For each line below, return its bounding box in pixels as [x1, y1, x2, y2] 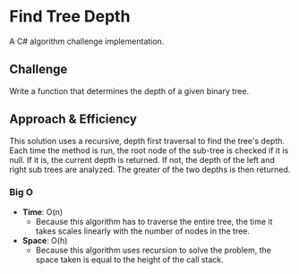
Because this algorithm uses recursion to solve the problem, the [35, 244, 271, 255]
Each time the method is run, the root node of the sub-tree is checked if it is [9, 145, 289, 156]
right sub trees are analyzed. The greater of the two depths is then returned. [9, 164, 291, 175]
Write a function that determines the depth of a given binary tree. [9, 85, 249, 96]
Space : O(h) [21, 235, 68, 245]
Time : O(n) [21, 206, 64, 217]
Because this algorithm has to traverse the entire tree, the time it [35, 216, 273, 227]
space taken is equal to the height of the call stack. [35, 253, 224, 265]
